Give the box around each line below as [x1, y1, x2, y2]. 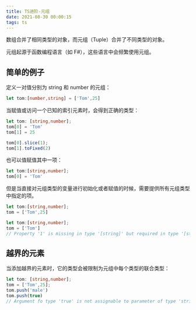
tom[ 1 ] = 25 [6, 129, 35, 135]
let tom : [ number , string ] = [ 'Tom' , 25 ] [6, 96, 100, 102]
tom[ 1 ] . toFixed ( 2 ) [6, 145, 51, 151]
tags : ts [6, 19, 27, 25]
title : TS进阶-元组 [6, 8, 50, 15]
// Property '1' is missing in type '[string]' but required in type [6, 231, 179, 236]
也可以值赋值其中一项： [6, 156, 62, 163]
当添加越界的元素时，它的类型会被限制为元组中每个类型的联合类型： [6, 265, 170, 272]
